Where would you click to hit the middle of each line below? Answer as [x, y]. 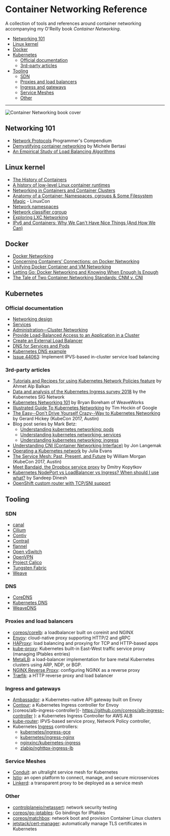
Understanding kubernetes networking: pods [67, 429]
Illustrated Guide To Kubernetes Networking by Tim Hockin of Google [85, 408]
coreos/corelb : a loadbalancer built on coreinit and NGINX [73, 632]
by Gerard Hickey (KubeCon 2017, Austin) [56, 419]
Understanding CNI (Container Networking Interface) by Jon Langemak [87, 446]
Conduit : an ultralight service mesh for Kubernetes [65, 772]
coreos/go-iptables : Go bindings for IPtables [59, 813]
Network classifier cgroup [40, 212]
